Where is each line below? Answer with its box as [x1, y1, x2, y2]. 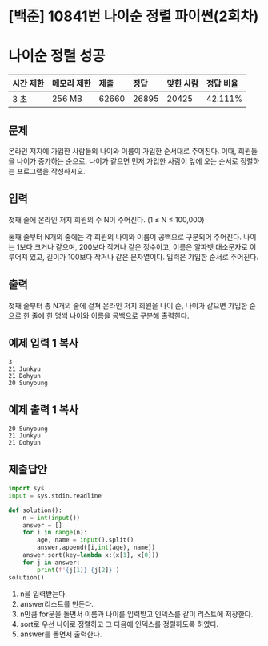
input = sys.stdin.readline [8, 491, 102, 500]
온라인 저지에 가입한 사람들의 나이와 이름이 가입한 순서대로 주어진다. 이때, [8, 146, 237, 156]
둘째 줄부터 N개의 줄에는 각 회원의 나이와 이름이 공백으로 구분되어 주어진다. [8, 232, 242, 242]
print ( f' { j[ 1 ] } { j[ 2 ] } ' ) [37, 566, 120, 574]
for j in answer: [22, 559, 81, 567]
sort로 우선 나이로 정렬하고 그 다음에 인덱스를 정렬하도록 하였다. [19, 619, 219, 628]
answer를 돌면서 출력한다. [19, 629, 102, 639]
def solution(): [8, 506, 62, 514]
